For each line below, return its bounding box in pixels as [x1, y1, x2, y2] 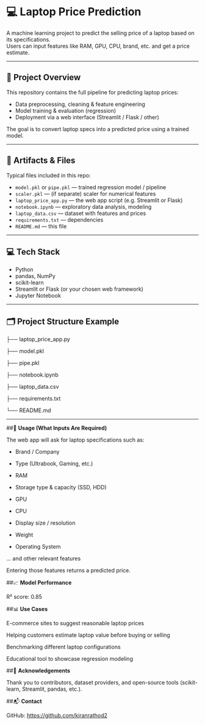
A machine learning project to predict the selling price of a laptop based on [6, 29, 195, 37]
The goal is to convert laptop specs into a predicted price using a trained [6, 125, 189, 132]
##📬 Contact [6, 697, 42, 705]
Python [15, 266, 34, 273]
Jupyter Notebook [15, 292, 61, 299]
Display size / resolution [15, 519, 76, 527]
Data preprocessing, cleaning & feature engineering [15, 100, 145, 108]
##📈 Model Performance [6, 579, 72, 587]
